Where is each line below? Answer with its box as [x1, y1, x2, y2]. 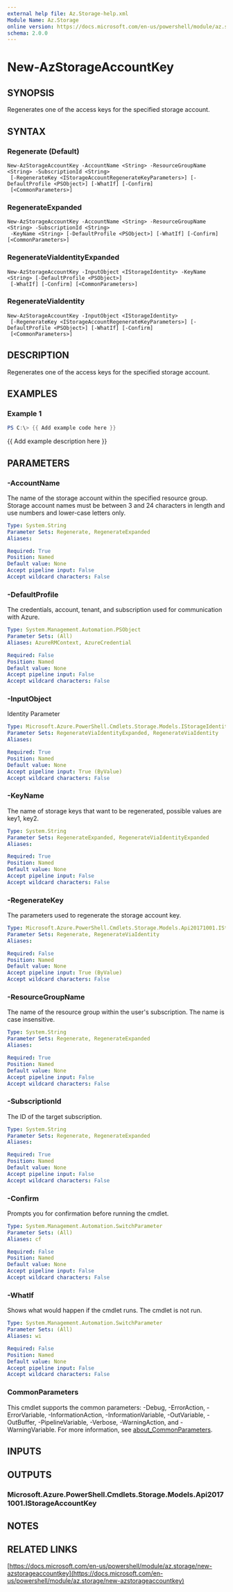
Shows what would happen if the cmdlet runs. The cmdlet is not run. [7, 1307, 202, 1315]
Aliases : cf [7, 1236, 42, 1243]
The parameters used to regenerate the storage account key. [7, 911, 182, 920]
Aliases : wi [7, 1333, 42, 1340]
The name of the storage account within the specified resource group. [7, 494, 208, 502]
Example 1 [7, 408, 42, 418]
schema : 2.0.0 [7, 29, 49, 37]
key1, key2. [7, 814, 40, 822]
